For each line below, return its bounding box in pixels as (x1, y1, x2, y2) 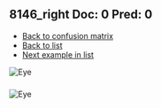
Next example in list (21, 49, 95, 60)
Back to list (21, 40, 63, 50)
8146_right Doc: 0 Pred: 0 (9, 7, 153, 22)
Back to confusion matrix (21, 30, 113, 41)
